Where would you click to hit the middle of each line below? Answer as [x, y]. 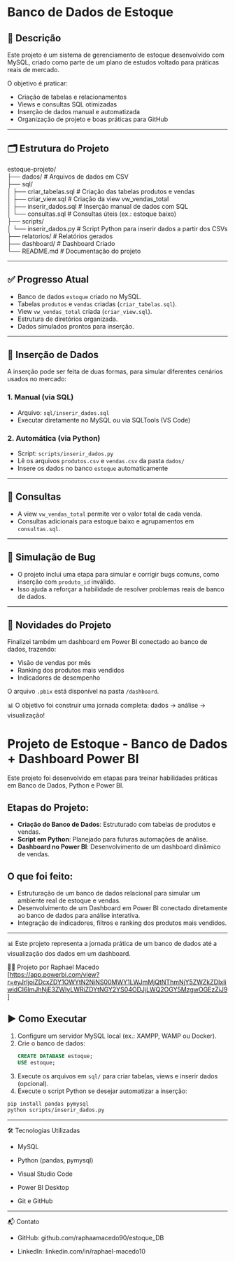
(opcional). [33, 1083]
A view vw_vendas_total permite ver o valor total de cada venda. [110, 514]
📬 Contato [23, 1222]
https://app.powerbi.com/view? [55, 975]
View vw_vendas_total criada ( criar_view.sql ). [85, 311]
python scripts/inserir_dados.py [56, 1110]
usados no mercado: [37, 379]
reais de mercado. [34, 70]
